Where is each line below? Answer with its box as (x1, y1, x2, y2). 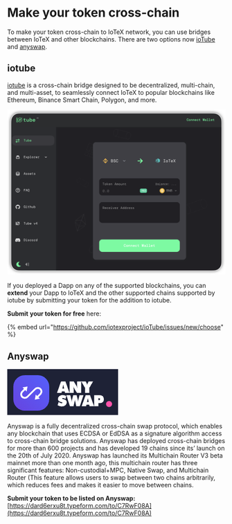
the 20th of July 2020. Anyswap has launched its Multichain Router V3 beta (7, 451, 223, 460)
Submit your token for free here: (7, 309, 102, 318)
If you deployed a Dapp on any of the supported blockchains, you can (7, 282, 206, 290)
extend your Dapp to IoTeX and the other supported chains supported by (7, 289, 215, 297)
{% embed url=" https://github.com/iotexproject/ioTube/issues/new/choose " (7, 323, 224, 332)
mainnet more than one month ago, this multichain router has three (7, 459, 198, 467)
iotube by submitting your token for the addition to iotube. (7, 296, 172, 305)
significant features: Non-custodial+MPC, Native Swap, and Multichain (7, 466, 209, 474)
